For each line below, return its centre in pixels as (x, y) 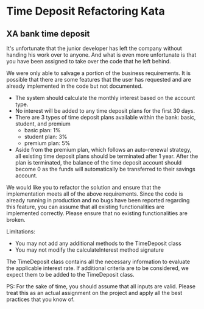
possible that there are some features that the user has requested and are (99, 80)
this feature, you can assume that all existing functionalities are (85, 207)
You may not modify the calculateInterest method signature (90, 250)
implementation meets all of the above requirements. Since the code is (95, 194)
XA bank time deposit (48, 34)
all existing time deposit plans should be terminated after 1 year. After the (107, 156)
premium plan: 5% (47, 143)
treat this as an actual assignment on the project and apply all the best (94, 293)
